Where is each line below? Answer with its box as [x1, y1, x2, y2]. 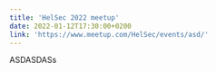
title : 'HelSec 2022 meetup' [9, 13, 120, 22]
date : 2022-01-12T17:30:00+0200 [9, 22, 132, 31]
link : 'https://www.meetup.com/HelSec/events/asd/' [9, 30, 209, 39]
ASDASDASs [9, 55, 57, 66]
